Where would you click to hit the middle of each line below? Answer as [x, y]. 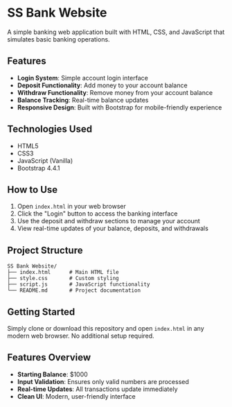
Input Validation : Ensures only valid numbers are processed [103, 381]
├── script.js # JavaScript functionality [79, 285]
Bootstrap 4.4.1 [38, 168]
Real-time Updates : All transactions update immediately [97, 389]
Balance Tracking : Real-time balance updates [83, 100]
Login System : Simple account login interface [83, 78]
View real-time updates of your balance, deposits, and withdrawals [113, 228]
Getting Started [41, 312]
